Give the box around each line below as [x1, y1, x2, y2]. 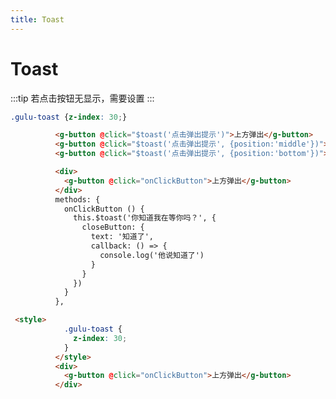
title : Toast [10, 14, 65, 25]
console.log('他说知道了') [99, 250, 205, 260]
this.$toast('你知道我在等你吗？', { [73, 213, 217, 223]
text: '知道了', [90, 232, 154, 242]
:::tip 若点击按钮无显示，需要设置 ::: [10, 92, 155, 104]
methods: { [54, 194, 101, 205]
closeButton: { [81, 222, 145, 233]
